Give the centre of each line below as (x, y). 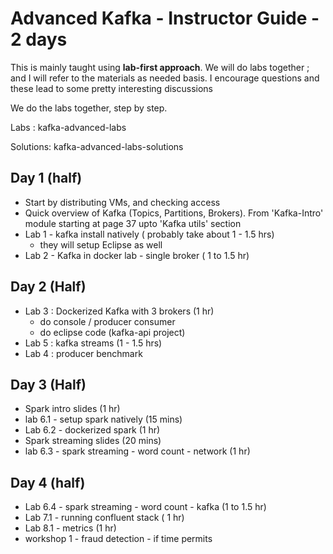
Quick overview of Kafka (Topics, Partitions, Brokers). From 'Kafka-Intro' (174, 213)
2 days (39, 39)
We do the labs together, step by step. (89, 108)
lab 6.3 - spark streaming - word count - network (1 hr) (137, 451)
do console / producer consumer (107, 321)
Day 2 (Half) (48, 287)
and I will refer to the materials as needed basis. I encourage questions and (165, 78)
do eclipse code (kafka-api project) (112, 332)
